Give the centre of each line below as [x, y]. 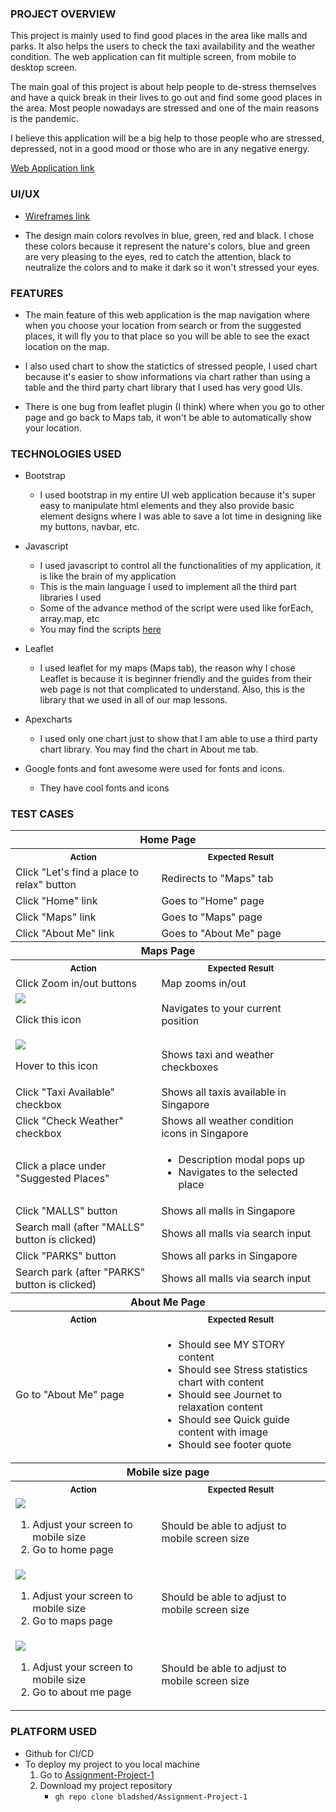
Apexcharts [48, 719]
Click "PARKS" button [66, 1255]
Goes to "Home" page [213, 900]
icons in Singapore [205, 1133]
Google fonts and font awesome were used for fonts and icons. [154, 769]
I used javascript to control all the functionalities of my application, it [180, 566]
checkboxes [190, 1067]
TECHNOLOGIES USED [66, 454]
